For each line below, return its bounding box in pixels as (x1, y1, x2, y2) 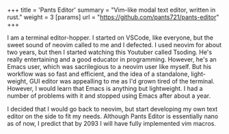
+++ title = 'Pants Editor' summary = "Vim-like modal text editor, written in (7, 6, 216, 14)
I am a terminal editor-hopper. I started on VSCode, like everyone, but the (7, 33, 214, 42)
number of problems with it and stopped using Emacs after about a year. (7, 92, 211, 100)
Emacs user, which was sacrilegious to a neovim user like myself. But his (7, 63, 212, 70)
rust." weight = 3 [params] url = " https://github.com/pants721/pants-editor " (7, 13, 219, 21)
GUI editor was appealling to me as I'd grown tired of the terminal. (29, 77, 215, 85)
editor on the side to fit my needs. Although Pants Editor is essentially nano (7, 112, 219, 120)
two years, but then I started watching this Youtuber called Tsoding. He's (7, 48, 213, 56)
